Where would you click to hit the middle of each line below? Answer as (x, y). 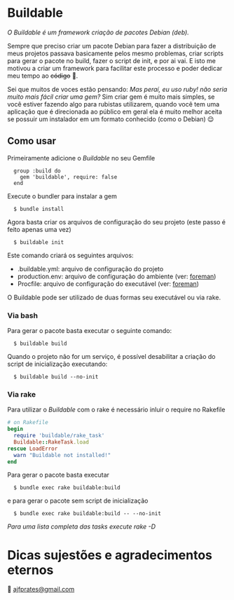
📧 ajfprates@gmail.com (41, 589)
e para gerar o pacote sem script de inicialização (78, 501)
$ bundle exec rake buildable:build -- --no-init (87, 514)
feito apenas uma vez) (39, 229)
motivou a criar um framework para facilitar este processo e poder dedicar (115, 68)
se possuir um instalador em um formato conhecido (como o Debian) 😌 (111, 119)
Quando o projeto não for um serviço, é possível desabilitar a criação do (111, 357)
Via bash (23, 315)
